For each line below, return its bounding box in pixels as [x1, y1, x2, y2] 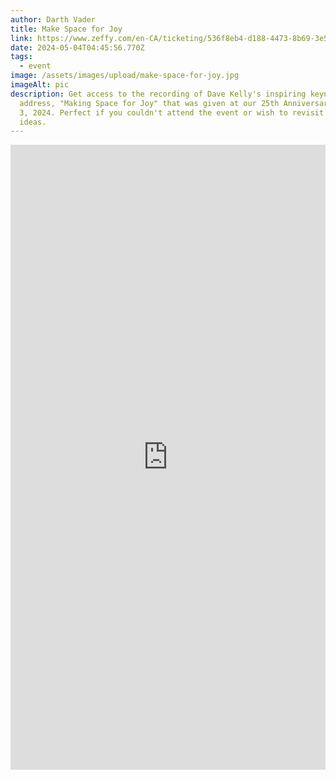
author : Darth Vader [10, 14, 97, 25]
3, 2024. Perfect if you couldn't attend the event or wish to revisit [19, 107, 325, 118]
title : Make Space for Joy [10, 24, 123, 34]
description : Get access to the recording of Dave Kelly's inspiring [10, 89, 307, 99]
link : [10, 33, 33, 43]
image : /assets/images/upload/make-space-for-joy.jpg [10, 71, 240, 81]
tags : [10, 52, 33, 62]
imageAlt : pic [10, 80, 70, 90]
